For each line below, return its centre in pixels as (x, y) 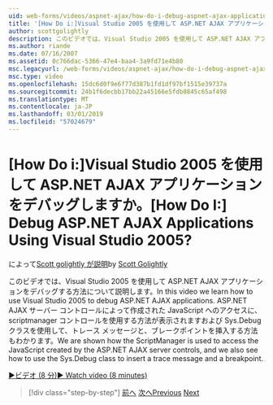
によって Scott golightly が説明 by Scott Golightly (88, 263)
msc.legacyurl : (34, 69)
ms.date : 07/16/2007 (43, 54)
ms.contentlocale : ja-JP (50, 107)
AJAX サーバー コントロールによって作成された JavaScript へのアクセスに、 (135, 310)
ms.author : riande (39, 46)
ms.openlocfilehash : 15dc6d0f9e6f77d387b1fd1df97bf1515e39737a (118, 84)
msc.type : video (36, 76)
